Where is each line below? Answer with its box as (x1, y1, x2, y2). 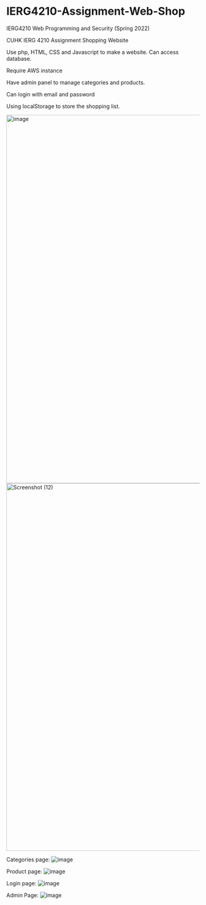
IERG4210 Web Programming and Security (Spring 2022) (6, 25, 150, 32)
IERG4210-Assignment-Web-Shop (6, 4, 186, 18)
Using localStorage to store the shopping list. (6, 103, 121, 110)
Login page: (6, 879, 37, 887)
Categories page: (6, 855, 50, 863)
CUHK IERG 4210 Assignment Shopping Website (6, 36, 129, 44)
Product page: (6, 868, 43, 875)
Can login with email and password (6, 90, 95, 98)
